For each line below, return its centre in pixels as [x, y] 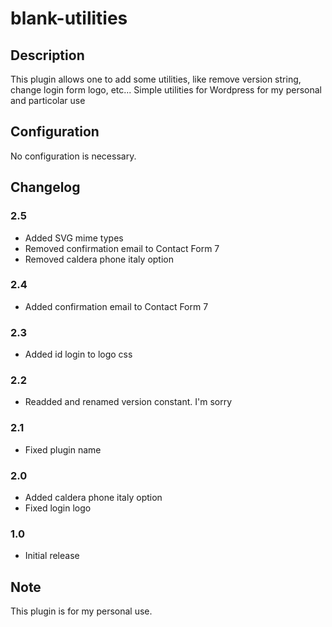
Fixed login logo [58, 508]
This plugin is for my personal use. [81, 611]
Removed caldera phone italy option [99, 259]
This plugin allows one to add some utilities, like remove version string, [156, 79]
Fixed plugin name [63, 449]
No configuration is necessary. [73, 156]
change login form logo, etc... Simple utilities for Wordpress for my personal [166, 90]
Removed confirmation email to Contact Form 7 [122, 248]
